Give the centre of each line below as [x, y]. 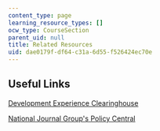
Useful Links [39, 84]
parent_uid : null [36, 37]
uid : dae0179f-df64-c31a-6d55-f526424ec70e [80, 52]
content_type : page [40, 15]
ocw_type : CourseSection [49, 30]
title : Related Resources [50, 45]
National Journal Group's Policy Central [72, 118]
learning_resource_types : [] [56, 23]
